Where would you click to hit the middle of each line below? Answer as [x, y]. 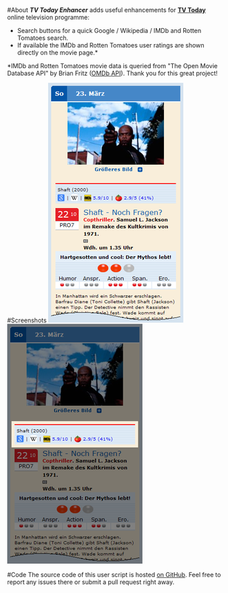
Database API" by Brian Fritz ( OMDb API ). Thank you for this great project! [113, 73]
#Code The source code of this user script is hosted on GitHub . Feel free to [114, 575]
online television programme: [48, 17]
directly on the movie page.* [58, 52]
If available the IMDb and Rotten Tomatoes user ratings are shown [111, 45]
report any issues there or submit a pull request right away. [91, 582]
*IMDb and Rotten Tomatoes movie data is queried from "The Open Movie [113, 66]
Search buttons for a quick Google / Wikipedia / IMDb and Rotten [109, 31]
